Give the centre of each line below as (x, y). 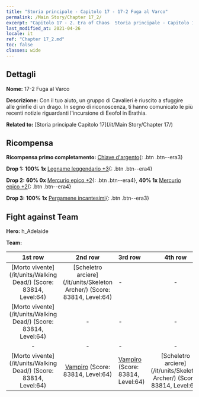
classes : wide (24, 51)
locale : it (20, 34)
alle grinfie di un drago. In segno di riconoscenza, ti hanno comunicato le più (99, 106)
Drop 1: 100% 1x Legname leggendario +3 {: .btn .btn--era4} (79, 169)
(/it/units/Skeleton (88, 282)
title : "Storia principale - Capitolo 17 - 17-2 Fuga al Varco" (87, 12)
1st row (33, 257)
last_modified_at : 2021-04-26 (44, 28)
